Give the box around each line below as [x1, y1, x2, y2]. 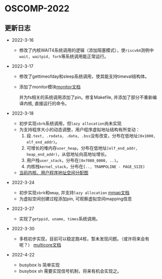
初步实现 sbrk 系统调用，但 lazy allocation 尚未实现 [19, 121, 122, 126]
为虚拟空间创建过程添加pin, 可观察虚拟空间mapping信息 [19, 196, 132, 202]
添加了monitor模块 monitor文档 [19, 84, 81, 90]
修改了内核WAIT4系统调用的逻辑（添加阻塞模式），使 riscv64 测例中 [19, 47, 154, 53]
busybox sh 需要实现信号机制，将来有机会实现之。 [19, 268, 122, 274]
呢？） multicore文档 [19, 242, 62, 248]
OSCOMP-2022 [4, 3, 70, 14]
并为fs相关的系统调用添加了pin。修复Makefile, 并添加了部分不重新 [19, 94, 153, 100]
